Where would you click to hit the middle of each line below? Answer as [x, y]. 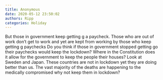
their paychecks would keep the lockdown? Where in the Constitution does [80, 52]
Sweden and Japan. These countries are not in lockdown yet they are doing [81, 62]
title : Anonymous [23, 9]
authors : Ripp [19, 18]
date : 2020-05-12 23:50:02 [32, 14]
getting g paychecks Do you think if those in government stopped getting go [81, 47]
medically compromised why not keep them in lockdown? [63, 72]
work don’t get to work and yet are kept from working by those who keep [78, 42]
